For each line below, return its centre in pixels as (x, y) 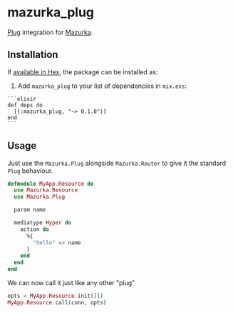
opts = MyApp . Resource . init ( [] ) (55, 296)
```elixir (22, 99)
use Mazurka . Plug (40, 197)
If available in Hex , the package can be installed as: (83, 71)
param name (30, 210)
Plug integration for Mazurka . (50, 32)
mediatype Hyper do (43, 223)
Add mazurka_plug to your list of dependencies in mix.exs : (102, 86)
